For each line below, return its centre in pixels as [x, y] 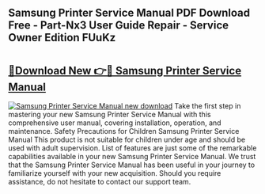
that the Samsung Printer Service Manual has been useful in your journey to [132, 165]
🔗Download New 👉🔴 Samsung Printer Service [125, 70]
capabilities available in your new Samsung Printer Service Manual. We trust [132, 156]
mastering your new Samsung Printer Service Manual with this [110, 114]
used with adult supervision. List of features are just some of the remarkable [132, 148]
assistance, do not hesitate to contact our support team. [100, 182]
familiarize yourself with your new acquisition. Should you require [115, 173]
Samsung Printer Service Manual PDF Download [129, 13]
